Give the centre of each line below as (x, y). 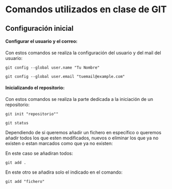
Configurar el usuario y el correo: (42, 41)
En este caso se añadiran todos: (39, 153)
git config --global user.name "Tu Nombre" (53, 68)
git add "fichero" (25, 181)
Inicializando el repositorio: (35, 88)
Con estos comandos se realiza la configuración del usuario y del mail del (83, 53)
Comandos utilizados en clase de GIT (86, 9)
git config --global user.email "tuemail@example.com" (65, 76)
